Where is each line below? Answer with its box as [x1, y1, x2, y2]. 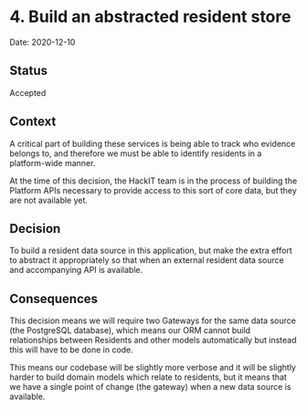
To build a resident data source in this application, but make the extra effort [9, 245, 292, 257]
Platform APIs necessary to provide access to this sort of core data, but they [9, 184, 297, 195]
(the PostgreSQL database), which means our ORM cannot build [9, 325, 251, 336]
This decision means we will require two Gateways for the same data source [9, 315, 297, 326]
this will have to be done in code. [9, 344, 134, 355]
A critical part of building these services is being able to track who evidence [9, 138, 296, 149]
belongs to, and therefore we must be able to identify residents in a [9, 148, 262, 159]
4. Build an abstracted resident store [9, 6, 291, 27]
